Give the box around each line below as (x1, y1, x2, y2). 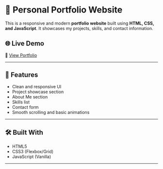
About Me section (12, 94, 48, 99)
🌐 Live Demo (5, 40, 45, 48)
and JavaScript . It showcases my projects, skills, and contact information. (5, 25, 153, 31)
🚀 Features (5, 71, 38, 79)
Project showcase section (12, 89, 64, 95)
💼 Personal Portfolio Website (5, 4, 123, 15)
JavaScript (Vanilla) (12, 154, 51, 160)
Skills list (12, 99, 30, 105)
